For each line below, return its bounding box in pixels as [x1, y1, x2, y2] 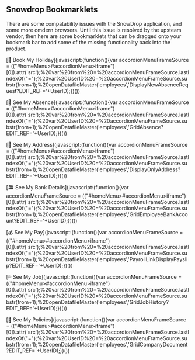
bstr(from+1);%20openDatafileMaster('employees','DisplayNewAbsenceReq [6, 81, 189, 88]
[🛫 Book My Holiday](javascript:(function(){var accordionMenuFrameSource [6, 56, 189, 63]
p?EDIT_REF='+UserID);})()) [6, 262, 73, 269]
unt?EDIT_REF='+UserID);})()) [6, 217, 78, 224]
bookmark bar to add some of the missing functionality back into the [6, 39, 171, 46]
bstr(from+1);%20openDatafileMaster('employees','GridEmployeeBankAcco [6, 210, 188, 218]
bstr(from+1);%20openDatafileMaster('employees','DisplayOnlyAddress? [6, 166, 181, 173]
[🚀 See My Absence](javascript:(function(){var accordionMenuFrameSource [6, 99, 189, 106]
